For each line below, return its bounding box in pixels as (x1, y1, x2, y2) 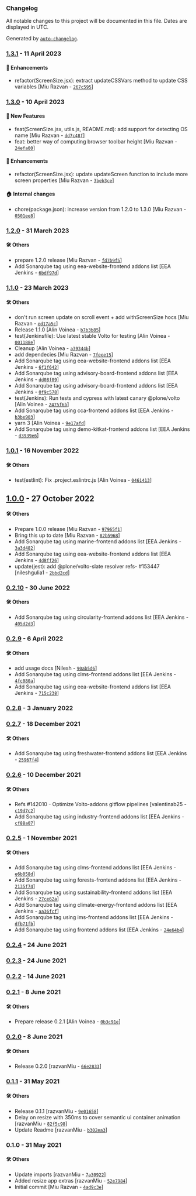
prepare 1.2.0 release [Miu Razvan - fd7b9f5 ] (14, 256, 123, 264)
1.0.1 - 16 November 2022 (6, 447, 79, 455)
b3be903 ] (14, 413, 36, 420)
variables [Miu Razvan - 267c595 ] (14, 83, 93, 90)
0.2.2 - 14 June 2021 (6, 972, 65, 981)
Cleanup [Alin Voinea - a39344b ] (14, 345, 91, 352)
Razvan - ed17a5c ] (14, 320, 58, 327)
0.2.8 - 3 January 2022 (6, 704, 73, 712)
